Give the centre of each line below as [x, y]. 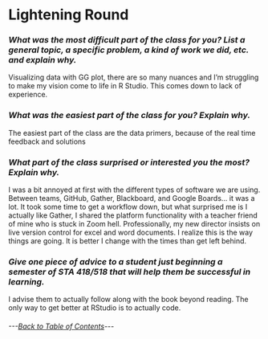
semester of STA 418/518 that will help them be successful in [130, 272]
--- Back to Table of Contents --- [61, 326]
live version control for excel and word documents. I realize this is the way [130, 233]
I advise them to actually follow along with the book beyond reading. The [128, 300]
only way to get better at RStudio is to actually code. [95, 308]
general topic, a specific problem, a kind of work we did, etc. [129, 50]
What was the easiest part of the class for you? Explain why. [130, 116]
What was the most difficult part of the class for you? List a [127, 40]
